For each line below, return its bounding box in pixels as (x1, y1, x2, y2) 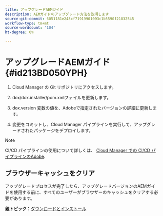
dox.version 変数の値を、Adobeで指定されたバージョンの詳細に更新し (12, 105, 153, 110)
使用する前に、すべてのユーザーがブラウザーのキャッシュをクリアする (13, 189, 154, 195)
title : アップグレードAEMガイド (5, 7, 63, 12)
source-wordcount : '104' (5, 25, 56, 30)
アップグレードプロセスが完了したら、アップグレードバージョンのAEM (5, 183, 147, 189)
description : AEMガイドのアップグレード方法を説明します (5, 12, 109, 17)
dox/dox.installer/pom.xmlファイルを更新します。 (12, 94, 111, 100)
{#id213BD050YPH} (5, 67, 88, 79)
